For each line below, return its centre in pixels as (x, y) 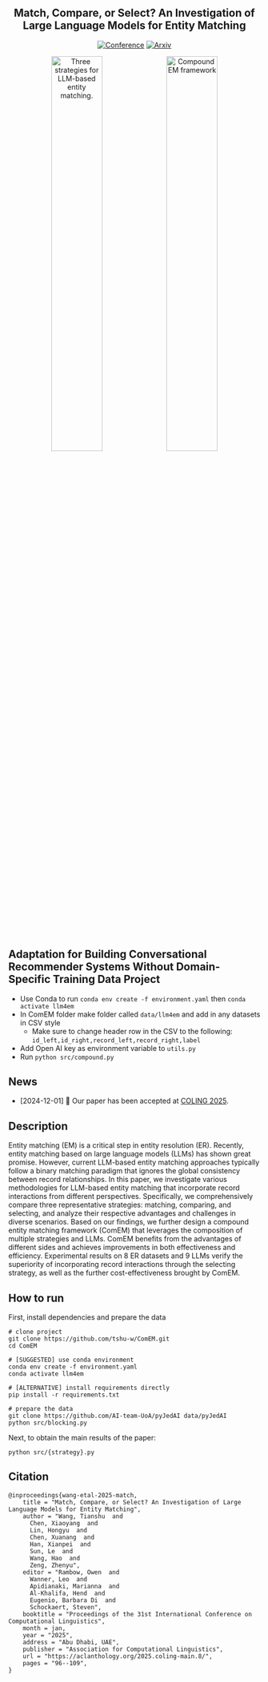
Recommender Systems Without (91, 967)
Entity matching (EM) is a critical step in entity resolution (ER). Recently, (126, 1145)
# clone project (35, 1332)
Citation (29, 1477)
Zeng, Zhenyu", (55, 1565)
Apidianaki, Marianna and (74, 1586)
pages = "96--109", (55, 1663)
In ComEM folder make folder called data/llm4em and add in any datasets (140, 1014)
